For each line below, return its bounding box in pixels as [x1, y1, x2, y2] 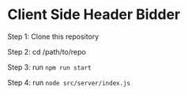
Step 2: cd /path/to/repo [7, 47, 86, 56]
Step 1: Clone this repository [7, 32, 100, 41]
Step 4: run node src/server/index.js [7, 78, 131, 87]
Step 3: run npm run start [7, 62, 92, 72]
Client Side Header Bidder [7, 6, 181, 24]
